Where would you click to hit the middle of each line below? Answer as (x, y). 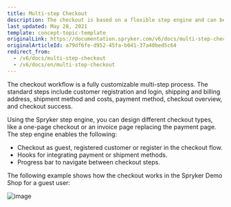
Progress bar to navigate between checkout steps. (88, 162)
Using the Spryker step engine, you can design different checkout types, (110, 119)
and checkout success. (40, 106)
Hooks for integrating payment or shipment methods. (92, 155)
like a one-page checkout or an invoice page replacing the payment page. (112, 127)
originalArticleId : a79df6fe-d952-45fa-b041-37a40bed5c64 (92, 45)
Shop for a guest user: (39, 182)
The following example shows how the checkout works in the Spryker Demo (115, 175)
